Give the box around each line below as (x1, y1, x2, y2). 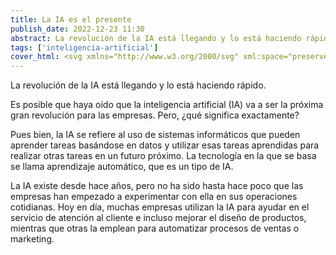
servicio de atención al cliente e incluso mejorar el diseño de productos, (10, 212, 307, 224)
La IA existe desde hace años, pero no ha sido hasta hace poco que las (10, 180, 304, 192)
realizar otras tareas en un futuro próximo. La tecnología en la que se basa (10, 150, 317, 162)
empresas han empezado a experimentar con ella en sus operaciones (10, 191, 298, 203)
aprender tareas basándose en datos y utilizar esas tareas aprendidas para (10, 139, 320, 151)
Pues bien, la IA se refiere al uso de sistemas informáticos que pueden (10, 129, 301, 141)
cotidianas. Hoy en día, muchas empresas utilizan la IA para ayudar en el (10, 201, 310, 213)
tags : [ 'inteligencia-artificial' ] (10, 42, 159, 53)
